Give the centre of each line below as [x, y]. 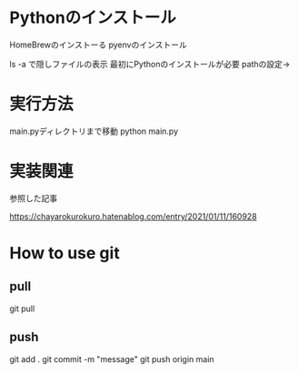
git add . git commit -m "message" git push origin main [112, 359]
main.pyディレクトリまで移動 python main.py [94, 131]
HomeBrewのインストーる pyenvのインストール [99, 45]
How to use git [65, 253]
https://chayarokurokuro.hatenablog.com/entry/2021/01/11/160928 [133, 216]
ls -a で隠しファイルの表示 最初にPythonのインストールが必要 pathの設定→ [150, 64]
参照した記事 [33, 198]
